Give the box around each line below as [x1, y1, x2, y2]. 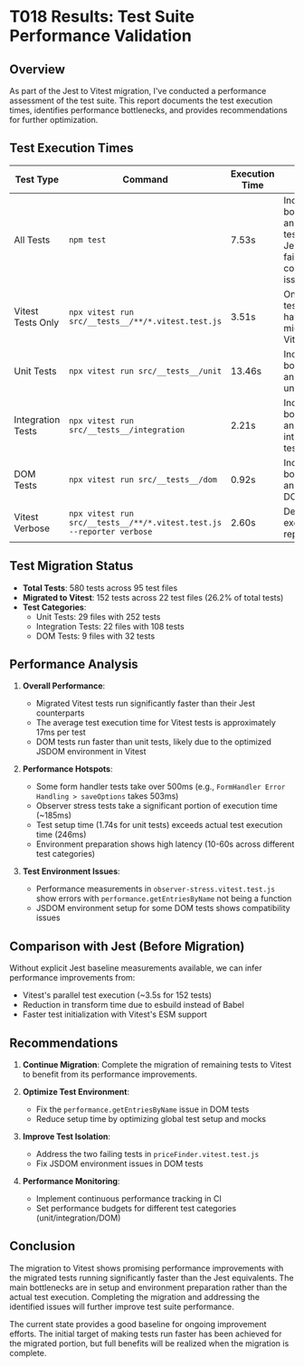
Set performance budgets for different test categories [35, 1203, 237, 1214]
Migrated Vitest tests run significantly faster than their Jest [35, 698, 255, 709]
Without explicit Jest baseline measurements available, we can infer [9, 963, 262, 973]
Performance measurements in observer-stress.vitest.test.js [35, 884, 276, 895]
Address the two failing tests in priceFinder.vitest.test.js [35, 1149, 260, 1160]
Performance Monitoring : [22, 1176, 120, 1187]
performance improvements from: [9, 973, 136, 983]
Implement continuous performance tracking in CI [35, 1193, 222, 1204]
